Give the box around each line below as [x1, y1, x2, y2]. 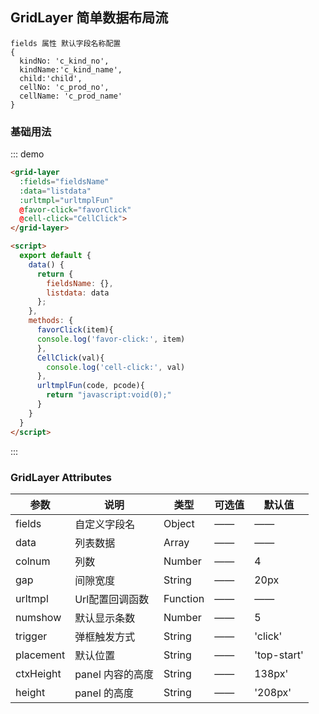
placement [15, 648, 66, 662]
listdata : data [46, 288, 110, 298]
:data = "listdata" [19, 186, 92, 196]
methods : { [28, 316, 74, 326]
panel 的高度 [74, 686, 135, 700]
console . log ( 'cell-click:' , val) [46, 362, 186, 372]
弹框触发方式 [74, 629, 136, 643]
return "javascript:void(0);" [46, 390, 172, 400]
